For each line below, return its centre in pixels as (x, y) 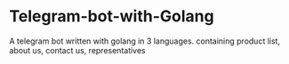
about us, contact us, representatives (78, 50)
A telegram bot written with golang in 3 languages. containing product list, (145, 41)
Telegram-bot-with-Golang (112, 16)
